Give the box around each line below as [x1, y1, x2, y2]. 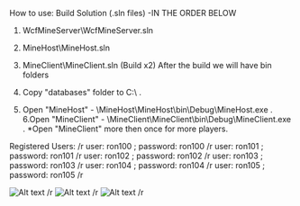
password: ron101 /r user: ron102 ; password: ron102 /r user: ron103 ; [9, 150, 263, 161]
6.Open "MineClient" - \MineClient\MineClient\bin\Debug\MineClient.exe [22, 114, 291, 124]
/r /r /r [46, 187, 144, 197]
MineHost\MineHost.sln [22, 42, 111, 53]
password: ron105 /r [9, 170, 84, 180]
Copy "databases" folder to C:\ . [22, 87, 142, 97]
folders [22, 69, 50, 80]
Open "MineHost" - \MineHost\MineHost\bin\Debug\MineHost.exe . [22, 104, 273, 115]
